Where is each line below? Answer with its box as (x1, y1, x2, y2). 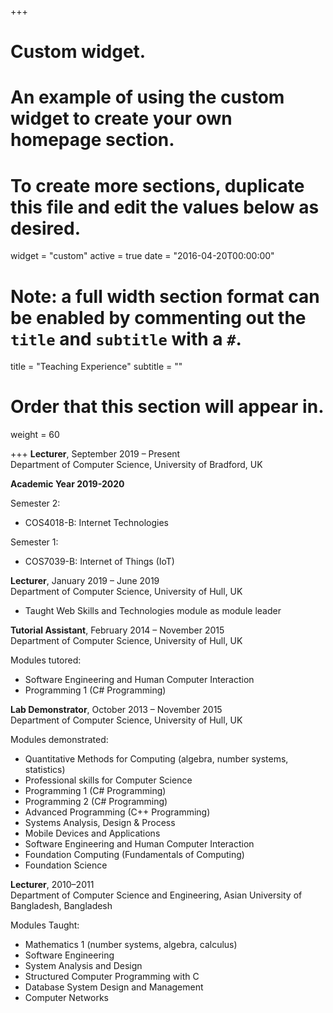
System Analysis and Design (24, 960, 143, 972)
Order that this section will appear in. (10, 396, 325, 418)
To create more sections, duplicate (10, 174, 305, 197)
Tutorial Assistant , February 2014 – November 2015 (10, 624, 225, 636)
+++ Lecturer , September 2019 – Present (10, 448, 181, 460)
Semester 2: (10, 497, 61, 510)
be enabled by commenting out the (10, 306, 307, 329)
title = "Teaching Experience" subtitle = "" (10, 361, 183, 373)
